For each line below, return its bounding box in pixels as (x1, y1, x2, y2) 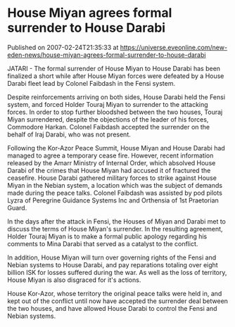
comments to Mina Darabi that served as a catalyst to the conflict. (7, 239, 198, 248)
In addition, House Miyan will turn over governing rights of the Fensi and (7, 253, 217, 262)
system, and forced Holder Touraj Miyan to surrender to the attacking (7, 100, 209, 108)
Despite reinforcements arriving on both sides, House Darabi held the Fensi (7, 93, 226, 101)
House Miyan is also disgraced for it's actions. (7, 276, 141, 284)
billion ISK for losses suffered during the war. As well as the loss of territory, (7, 268, 227, 276)
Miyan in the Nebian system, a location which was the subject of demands (7, 181, 223, 189)
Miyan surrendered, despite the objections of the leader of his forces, (7, 115, 209, 124)
